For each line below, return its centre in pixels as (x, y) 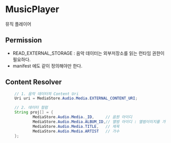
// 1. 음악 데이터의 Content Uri (47, 94)
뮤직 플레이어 (18, 24)
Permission (24, 40)
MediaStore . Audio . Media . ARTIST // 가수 (76, 131)
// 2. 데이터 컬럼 (31, 108)
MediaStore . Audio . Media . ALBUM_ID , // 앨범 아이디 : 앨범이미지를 (96, 122)
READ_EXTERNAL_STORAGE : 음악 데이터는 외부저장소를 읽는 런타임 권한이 (89, 53)
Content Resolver (34, 82)
